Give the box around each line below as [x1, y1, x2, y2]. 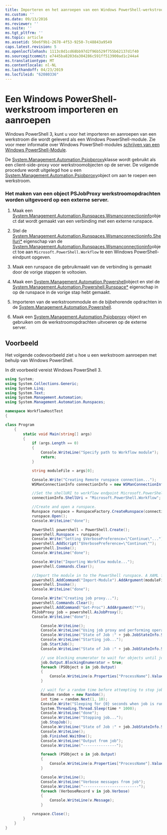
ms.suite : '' [5, 26, 32, 31]
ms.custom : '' [5, 12, 35, 17]
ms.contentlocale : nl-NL [5, 63, 57, 68]
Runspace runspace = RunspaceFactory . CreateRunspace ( [31, 509, 146, 514]
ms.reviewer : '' [5, 21, 39, 26]
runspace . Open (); [31, 513, 68, 519]
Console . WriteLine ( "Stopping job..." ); [40, 715, 123, 720]
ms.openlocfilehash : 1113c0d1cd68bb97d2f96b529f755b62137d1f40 [5, 49, 139, 54]
